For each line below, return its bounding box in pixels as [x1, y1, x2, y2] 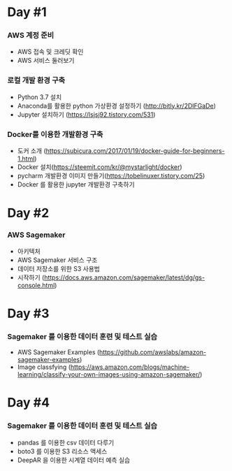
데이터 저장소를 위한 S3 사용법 [17, 264, 100, 273]
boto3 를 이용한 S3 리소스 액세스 [17, 447, 108, 455]
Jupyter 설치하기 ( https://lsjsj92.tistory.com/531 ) [17, 110, 156, 119]
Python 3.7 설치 [17, 92, 62, 101]
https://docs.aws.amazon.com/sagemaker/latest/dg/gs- [44, 273, 205, 282]
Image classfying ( [17, 363, 71, 371]
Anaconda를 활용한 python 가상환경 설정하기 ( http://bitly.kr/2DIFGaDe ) [17, 101, 217, 110]
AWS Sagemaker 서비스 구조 [17, 256, 98, 264]
